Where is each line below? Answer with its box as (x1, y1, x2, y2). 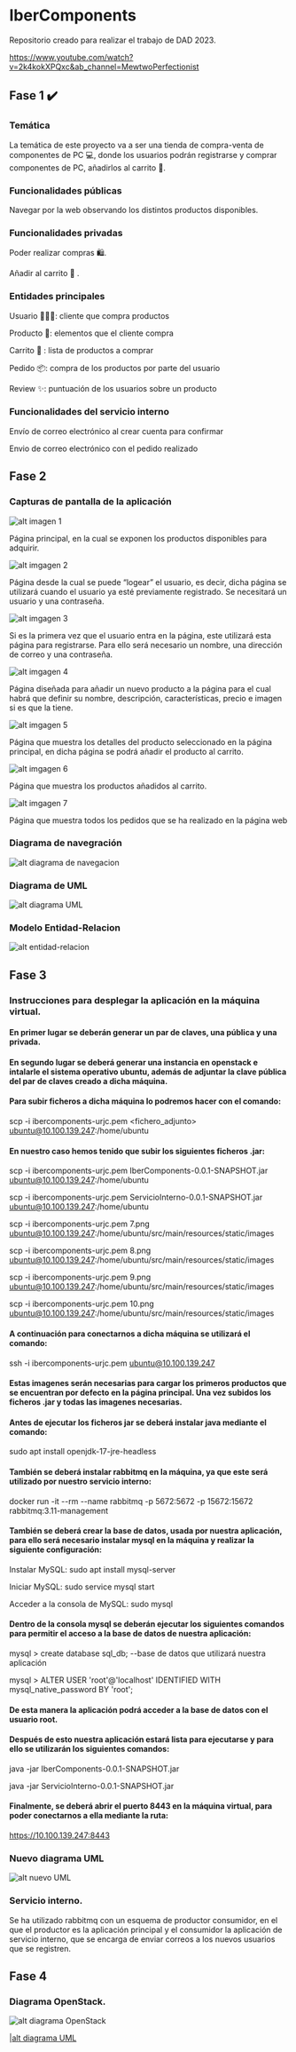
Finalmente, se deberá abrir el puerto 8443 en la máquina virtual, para (9, 1801, 273, 1811)
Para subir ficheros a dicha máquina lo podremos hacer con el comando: (9, 1096, 282, 1106)
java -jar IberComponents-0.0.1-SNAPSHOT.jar (9, 1763, 180, 1774)
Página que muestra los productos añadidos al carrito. (9, 780, 207, 791)
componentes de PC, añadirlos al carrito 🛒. (9, 162, 167, 173)
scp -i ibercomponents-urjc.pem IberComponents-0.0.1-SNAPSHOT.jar (9, 1165, 269, 1177)
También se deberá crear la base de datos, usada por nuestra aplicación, (9, 1525, 283, 1536)
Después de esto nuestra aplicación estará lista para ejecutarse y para (9, 1734, 275, 1745)
